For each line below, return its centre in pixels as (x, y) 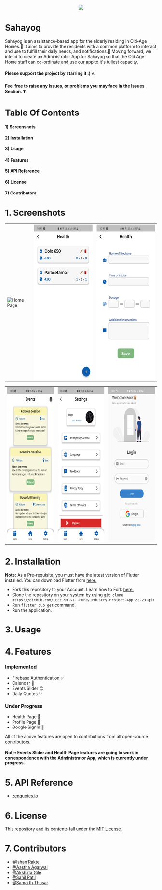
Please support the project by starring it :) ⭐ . (51, 73)
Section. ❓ (15, 92)
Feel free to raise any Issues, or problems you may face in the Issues (75, 86)
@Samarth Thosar (30, 883)
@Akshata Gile (27, 873)
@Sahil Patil (24, 877)
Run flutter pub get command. (44, 605)
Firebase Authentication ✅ (38, 678)
